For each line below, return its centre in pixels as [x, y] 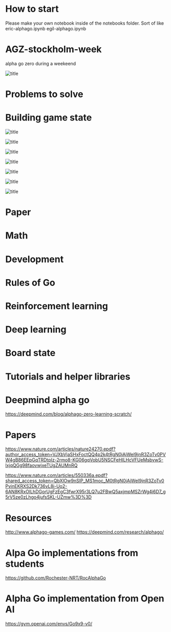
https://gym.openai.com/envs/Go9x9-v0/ [49, 624]
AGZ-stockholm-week [54, 50]
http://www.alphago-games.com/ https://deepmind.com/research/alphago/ [85, 532]
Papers [21, 435]
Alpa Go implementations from [72, 553]
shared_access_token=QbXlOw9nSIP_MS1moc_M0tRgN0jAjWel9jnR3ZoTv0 [85, 481]
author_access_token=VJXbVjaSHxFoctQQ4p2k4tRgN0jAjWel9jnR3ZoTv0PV [86, 455]
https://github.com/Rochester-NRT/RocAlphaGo [56, 578]
